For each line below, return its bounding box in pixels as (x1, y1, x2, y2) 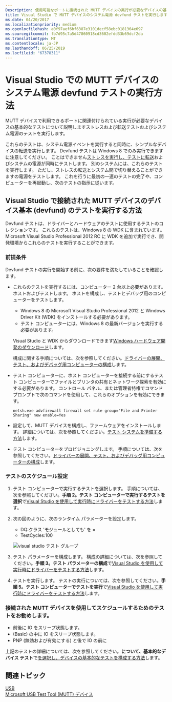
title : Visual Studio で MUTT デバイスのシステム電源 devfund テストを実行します (5, 12, 167, 17)
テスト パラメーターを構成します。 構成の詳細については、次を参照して (12, 553, 163, 559)
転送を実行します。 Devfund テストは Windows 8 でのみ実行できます (18, 148, 164, 154)
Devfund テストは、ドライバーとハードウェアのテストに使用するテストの (5, 220, 160, 227)
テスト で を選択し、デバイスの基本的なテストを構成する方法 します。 (19, 655, 163, 661)
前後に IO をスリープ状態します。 (12, 625, 82, 631)
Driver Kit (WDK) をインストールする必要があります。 (20, 314, 133, 320)
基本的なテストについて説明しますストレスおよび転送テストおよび (14, 124, 154, 130)
